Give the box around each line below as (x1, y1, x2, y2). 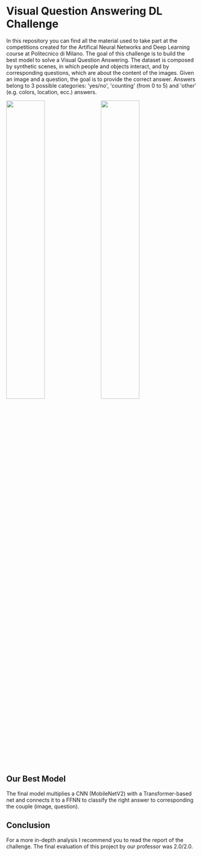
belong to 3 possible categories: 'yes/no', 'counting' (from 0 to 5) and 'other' (6, 82, 197, 89)
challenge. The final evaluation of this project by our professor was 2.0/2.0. (6, 843, 194, 850)
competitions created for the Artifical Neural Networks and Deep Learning (6, 43, 190, 51)
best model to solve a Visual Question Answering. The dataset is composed (6, 56, 194, 63)
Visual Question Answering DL (6, 4, 163, 18)
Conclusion (6, 820, 51, 831)
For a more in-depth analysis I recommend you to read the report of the (6, 836, 184, 843)
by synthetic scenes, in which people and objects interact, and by (6, 62, 169, 70)
